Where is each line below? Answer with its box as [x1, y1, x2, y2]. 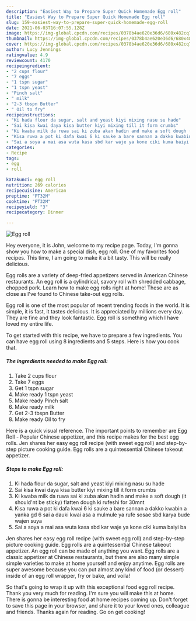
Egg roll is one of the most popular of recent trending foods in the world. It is [6, 302, 190, 309]
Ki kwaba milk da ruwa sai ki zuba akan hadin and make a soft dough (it [14, 492, 187, 500]
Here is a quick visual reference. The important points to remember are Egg [6, 427, 188, 434]
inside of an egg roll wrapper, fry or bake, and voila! [6, 572, 130, 579]
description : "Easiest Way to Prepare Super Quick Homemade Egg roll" [6, 8, 181, 15]
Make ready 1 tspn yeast [14, 391, 73, 398]
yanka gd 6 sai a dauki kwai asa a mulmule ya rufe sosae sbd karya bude [14, 511, 191, 518]
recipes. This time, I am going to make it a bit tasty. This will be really [6, 254, 171, 261]
